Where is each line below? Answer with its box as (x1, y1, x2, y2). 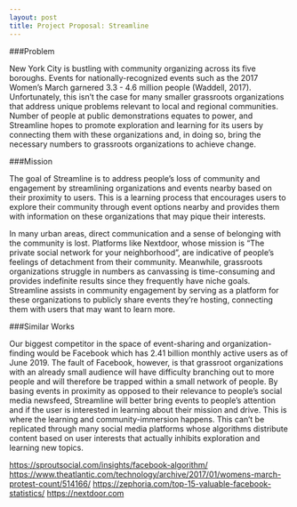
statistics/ (9, 487, 45, 498)
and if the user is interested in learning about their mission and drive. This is (9, 404, 287, 414)
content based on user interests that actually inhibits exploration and (9, 432, 261, 443)
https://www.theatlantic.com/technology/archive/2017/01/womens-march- (9, 469, 282, 479)
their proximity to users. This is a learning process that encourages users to (9, 192, 286, 203)
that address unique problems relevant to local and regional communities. (9, 101, 278, 111)
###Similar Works (9, 321, 76, 332)
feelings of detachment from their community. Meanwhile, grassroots (9, 256, 263, 267)
